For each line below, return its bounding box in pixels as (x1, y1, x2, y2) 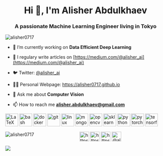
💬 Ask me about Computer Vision (12, 91, 84, 97)
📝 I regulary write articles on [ (12, 54, 75, 60)
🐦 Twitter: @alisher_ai (12, 70, 60, 76)
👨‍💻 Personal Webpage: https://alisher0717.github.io (12, 82, 120, 88)
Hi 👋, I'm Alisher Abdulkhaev (23, 5, 148, 16)
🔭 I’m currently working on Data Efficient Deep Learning (12, 44, 131, 50)
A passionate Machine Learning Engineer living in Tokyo (14, 23, 157, 30)
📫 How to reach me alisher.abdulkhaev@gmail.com (12, 101, 125, 108)
